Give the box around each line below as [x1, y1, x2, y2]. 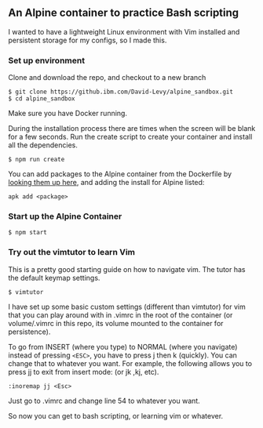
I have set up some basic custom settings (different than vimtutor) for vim [8, 302, 246, 311]
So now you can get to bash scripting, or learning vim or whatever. [8, 411, 224, 420]
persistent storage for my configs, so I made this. [8, 35, 167, 45]
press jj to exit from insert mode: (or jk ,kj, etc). [8, 367, 159, 376]
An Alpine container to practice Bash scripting [8, 6, 239, 20]
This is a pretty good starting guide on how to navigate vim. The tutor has [8, 264, 246, 274]
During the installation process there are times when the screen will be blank [8, 124, 256, 133]
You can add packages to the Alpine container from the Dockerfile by [8, 169, 232, 179]
